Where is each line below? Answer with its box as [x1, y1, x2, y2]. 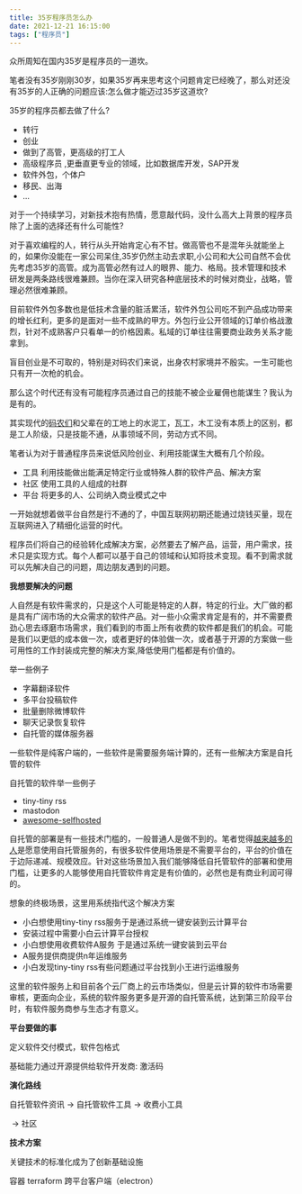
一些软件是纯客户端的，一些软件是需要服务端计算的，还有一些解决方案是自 [9, 747, 285, 758]
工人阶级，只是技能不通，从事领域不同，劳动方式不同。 [16, 429, 222, 439]
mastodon [22, 805, 60, 816]
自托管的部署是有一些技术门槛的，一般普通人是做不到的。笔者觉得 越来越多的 [9, 834, 293, 845]
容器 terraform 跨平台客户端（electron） [9, 1176, 159, 1187]
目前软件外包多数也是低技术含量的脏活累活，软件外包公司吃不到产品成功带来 [9, 303, 293, 315]
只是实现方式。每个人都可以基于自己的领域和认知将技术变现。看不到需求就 [16, 550, 293, 561]
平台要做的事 [9, 1023, 57, 1034]
